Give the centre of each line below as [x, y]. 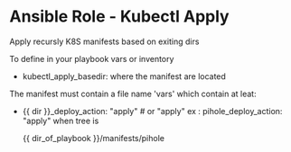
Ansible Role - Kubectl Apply [119, 17]
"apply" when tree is [61, 121]
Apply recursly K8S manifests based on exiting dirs [104, 41]
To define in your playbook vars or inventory [92, 58]
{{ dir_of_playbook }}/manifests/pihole [94, 138]
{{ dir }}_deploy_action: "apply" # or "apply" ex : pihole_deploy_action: [152, 111]
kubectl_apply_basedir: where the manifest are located [124, 76]
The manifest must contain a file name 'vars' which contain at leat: [133, 94]
